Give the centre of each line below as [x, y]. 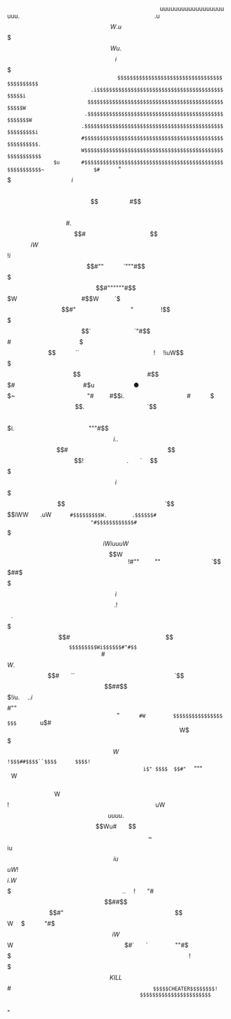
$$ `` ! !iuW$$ [116, 353]
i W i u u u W [116, 543]
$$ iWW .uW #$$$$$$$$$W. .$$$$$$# [82, 515]
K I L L [116, 978]
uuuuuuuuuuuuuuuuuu [192, 9]
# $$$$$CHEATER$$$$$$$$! [113, 988]
